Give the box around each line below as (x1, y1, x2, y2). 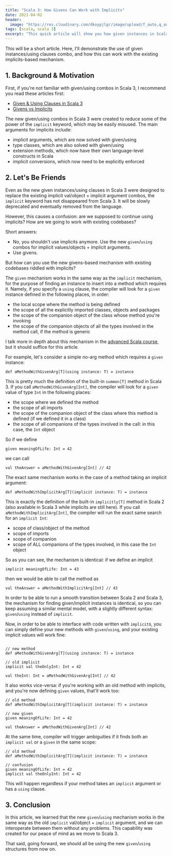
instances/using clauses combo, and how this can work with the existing (5, 51, 158, 57)
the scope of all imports (12, 404, 63, 411)
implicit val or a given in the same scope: (5, 739, 96, 745)
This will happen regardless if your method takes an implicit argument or (5, 780, 161, 786)
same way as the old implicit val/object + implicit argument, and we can (5, 820, 163, 826)
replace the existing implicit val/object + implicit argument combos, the (5, 192, 155, 198)
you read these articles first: (5, 90, 65, 97)
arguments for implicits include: (5, 126, 72, 132)
